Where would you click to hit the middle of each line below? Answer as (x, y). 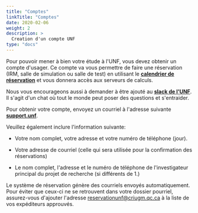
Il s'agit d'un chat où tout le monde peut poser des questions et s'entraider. (98, 97)
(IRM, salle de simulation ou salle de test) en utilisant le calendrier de (90, 74)
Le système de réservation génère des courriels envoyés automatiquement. (98, 185)
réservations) (31, 156)
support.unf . (22, 115)
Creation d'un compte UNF (43, 39)
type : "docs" (22, 45)
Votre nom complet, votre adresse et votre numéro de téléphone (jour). (101, 138)
